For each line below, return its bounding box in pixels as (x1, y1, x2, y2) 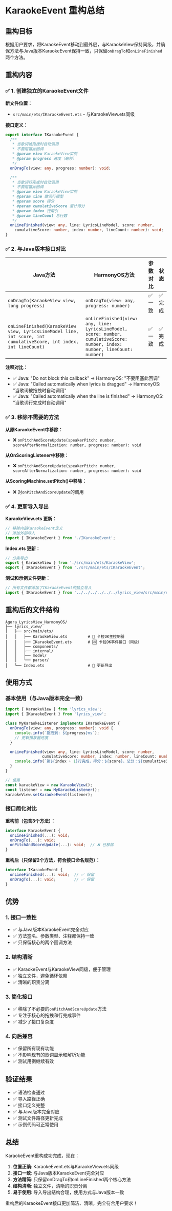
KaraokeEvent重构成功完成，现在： (5, 1152, 80, 1159)
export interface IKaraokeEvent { (5, 132, 79, 137)
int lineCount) (8, 344, 45, 350)
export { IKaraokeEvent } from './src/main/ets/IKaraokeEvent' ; (5, 565, 145, 571)
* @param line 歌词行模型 (12, 194, 64, 199)
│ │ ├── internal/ (5, 648, 54, 653)
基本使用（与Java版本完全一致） (5, 695, 86, 702)
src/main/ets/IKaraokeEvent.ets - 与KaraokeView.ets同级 (12, 111, 135, 117)
